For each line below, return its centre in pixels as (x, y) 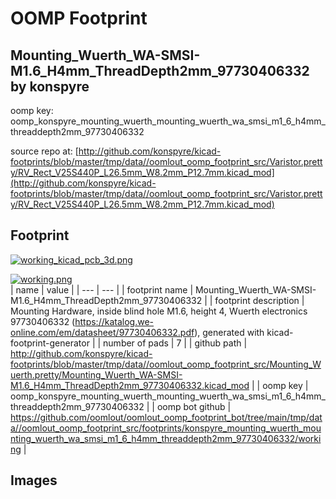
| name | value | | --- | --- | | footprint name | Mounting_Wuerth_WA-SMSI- (163, 289)
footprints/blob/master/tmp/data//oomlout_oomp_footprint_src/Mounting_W (166, 364)
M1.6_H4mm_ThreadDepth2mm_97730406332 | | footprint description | (157, 300)
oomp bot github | (194, 406)
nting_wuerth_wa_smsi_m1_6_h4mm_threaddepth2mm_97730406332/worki (166, 438)
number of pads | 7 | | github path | (175, 343)
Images (34, 480)
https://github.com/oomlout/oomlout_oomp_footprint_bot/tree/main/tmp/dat (166, 417)
